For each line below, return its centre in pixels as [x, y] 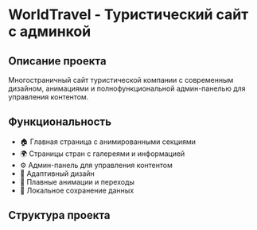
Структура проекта [59, 215]
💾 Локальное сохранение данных [77, 190]
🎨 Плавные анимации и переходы [77, 181]
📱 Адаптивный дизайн [57, 173]
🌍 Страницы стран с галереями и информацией [102, 154]
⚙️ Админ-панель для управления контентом [96, 165]
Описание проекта [57, 61]
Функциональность [60, 122]
